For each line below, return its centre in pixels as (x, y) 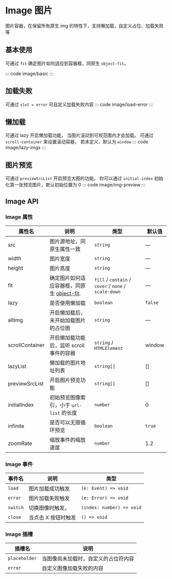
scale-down (107, 292)
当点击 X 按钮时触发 (52, 518)
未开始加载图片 (68, 320)
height (16, 268)
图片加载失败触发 (49, 498)
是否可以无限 (65, 422)
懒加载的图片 (65, 363)
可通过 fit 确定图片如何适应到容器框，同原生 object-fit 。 (67, 63)
